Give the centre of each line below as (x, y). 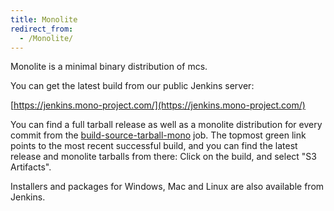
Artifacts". (31, 167)
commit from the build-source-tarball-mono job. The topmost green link (158, 135)
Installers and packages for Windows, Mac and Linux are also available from (167, 187)
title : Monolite (44, 19)
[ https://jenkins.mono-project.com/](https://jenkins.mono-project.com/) (158, 105)
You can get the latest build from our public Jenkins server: (132, 86)
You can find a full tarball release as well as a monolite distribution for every (166, 125)
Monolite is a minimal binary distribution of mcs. (109, 67)
